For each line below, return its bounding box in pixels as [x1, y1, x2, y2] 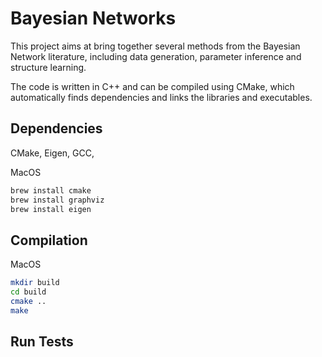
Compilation [10, 232, 88, 249]
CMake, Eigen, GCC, [10, 147, 95, 159]
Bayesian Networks [10, 7, 177, 30]
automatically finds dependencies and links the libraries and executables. [10, 91, 313, 103]
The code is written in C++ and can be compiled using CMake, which [10, 80, 295, 92]
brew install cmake [10, 185, 92, 196]
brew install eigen [10, 204, 92, 214]
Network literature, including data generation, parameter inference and [10, 50, 302, 62]
